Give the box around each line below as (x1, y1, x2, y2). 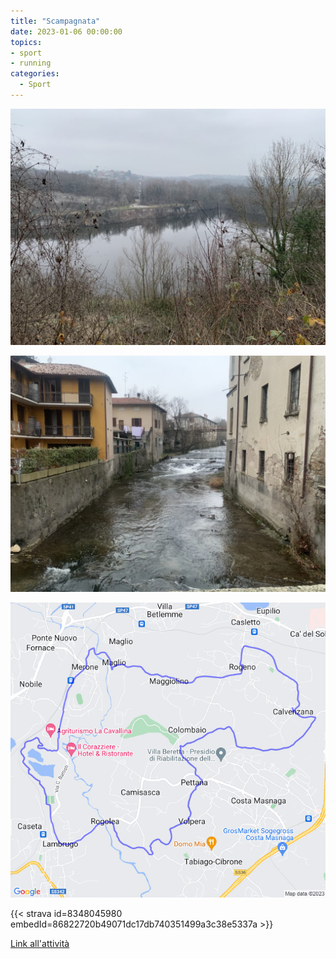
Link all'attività (10, 938, 70, 950)
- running (10, 58, 52, 69)
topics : (10, 37, 43, 47)
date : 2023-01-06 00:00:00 (10, 26, 123, 37)
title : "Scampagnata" (10, 16, 101, 26)
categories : (10, 69, 60, 79)
